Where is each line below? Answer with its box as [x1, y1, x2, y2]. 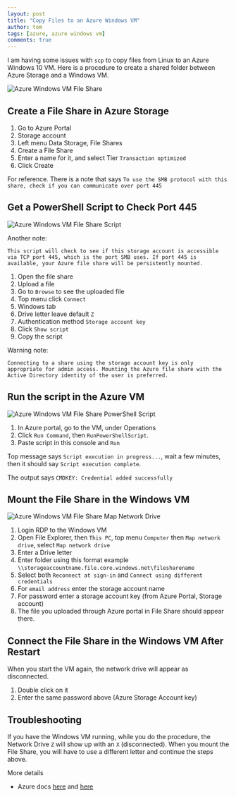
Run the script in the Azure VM [7, 391, 145, 403]
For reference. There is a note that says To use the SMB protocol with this [7, 174, 228, 183]
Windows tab [17, 302, 56, 310]
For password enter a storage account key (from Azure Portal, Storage [17, 592, 223, 600]
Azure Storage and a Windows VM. [7, 71, 109, 80]
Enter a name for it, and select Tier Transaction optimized [17, 153, 187, 162]
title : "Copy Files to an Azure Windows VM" [7, 17, 140, 24]
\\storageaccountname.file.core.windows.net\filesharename [17, 565, 195, 572]
